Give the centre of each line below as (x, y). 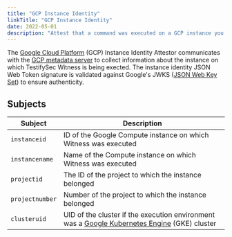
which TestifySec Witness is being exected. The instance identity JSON (109, 67)
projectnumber (34, 199)
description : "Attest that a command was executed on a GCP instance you (116, 33)
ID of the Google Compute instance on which (136, 135)
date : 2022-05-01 (32, 26)
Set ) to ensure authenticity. (46, 82)
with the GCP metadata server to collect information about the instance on (113, 60)
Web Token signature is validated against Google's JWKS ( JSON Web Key (112, 75)
